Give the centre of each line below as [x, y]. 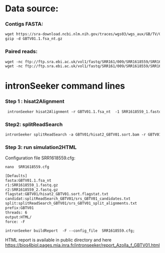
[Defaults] [16, 176]
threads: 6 [16, 213]
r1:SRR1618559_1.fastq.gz [31, 185]
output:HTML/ [18, 217]
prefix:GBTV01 [20, 208]
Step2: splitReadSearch [34, 124]
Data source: [32, 9]
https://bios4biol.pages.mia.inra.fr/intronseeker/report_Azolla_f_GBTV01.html [82, 245]
